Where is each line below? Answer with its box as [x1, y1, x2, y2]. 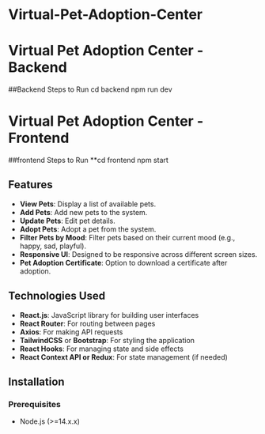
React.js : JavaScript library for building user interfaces [19, 310, 199, 319]
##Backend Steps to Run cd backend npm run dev [8, 85, 172, 94]
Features [8, 178, 53, 191]
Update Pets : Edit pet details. [19, 216, 116, 225]
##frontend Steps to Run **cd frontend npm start [8, 156, 168, 165]
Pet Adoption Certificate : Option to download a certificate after [19, 258, 228, 267]
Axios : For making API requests [19, 326, 123, 337]
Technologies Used [8, 289, 105, 303]
